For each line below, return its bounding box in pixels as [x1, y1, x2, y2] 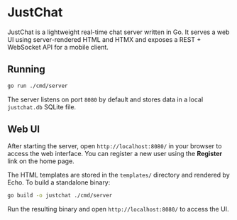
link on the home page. [7, 157, 75, 165]
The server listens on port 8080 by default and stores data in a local [7, 95, 204, 104]
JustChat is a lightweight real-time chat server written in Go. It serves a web [7, 28, 230, 36]
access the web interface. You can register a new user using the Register [7, 150, 223, 158]
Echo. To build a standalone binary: [7, 178, 111, 187]
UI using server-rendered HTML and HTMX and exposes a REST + [7, 35, 202, 43]
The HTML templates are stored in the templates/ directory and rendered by [7, 171, 231, 180]
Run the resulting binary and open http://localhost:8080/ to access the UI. [7, 205, 229, 214]
